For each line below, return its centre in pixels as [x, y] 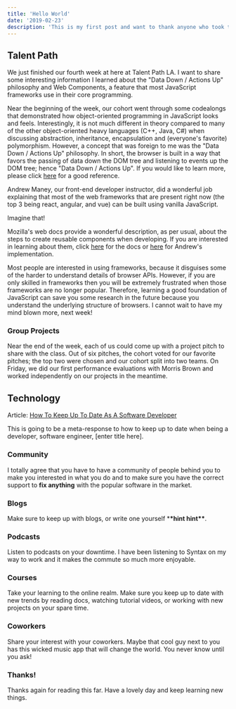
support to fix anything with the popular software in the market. [100, 485]
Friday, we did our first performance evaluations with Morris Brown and [110, 369]
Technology [34, 398]
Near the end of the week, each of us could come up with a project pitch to [116, 346]
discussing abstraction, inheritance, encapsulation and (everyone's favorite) [117, 139]
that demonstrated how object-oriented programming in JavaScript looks [113, 116]
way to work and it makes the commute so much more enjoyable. [101, 560]
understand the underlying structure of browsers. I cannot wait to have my [115, 305]
